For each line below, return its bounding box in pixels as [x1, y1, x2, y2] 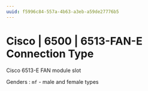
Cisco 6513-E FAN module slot [6, 67, 81, 74]
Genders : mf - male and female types [6, 78, 99, 85]
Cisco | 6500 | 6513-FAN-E [6, 34, 143, 48]
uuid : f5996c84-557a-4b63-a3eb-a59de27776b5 [6, 8, 119, 15]
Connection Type [6, 47, 94, 60]
